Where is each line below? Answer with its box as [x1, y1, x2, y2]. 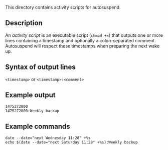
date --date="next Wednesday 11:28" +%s [5, 135, 91, 140]
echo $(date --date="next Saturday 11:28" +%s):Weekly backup [5, 140, 138, 145]
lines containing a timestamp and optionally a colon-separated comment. [5, 37, 156, 43]
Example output [5, 91, 56, 100]
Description [5, 19, 43, 27]
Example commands [5, 122, 70, 130]
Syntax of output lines [5, 63, 76, 71]
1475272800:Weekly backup [5, 108, 59, 114]
